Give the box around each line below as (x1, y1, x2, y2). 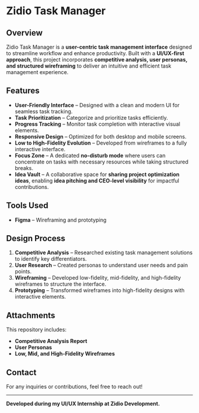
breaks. (14, 164, 34, 171)
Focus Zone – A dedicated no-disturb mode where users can (14, 152, 166, 159)
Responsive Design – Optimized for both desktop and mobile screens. (14, 133, 187, 140)
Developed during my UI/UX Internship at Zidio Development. (6, 400, 160, 407)
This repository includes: (6, 326, 67, 333)
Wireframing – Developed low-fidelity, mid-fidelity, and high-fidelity (14, 274, 181, 281)
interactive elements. (14, 293, 66, 300)
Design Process (6, 233, 66, 244)
